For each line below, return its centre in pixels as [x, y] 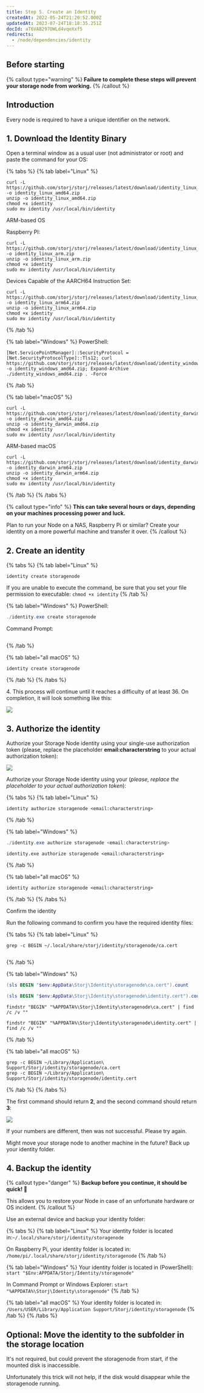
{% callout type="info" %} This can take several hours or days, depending [101, 507]
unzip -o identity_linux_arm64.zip [51, 308]
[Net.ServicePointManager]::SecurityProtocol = [68, 353]
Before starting [36, 65]
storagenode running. [33, 1384]
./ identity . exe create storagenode [51, 617]
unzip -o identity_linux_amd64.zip [51, 199]
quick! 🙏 [17, 1189]
